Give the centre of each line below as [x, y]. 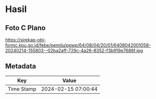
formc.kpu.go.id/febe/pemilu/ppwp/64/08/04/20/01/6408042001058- [78, 45]
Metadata [21, 66]
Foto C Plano [25, 28]
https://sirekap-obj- [26, 40]
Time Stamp [22, 89]
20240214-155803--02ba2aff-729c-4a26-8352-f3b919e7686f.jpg [74, 51]
